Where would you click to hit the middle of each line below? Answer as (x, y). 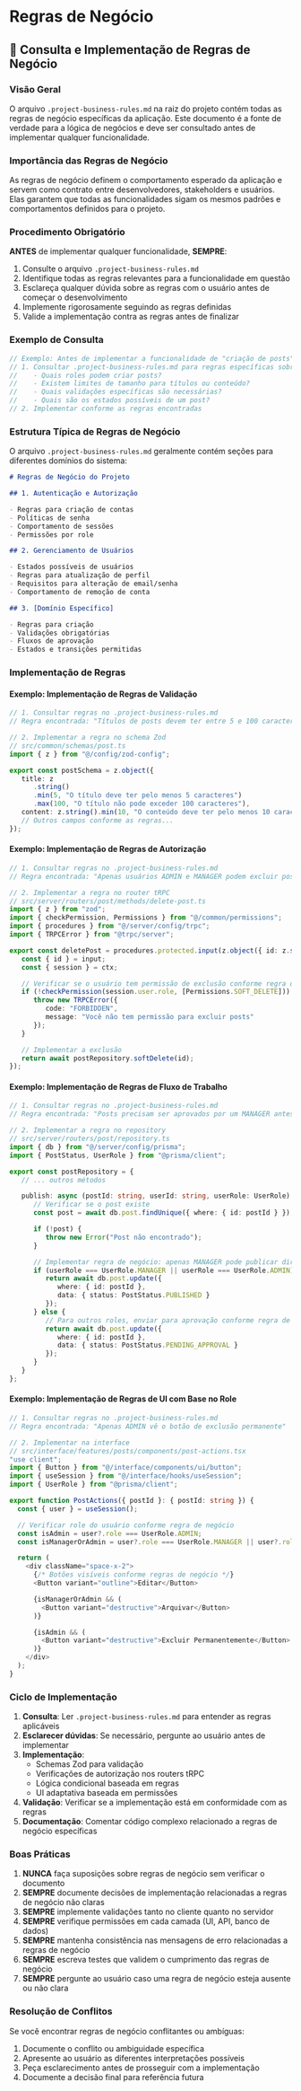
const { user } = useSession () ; (78, 1509)
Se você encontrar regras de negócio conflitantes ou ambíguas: (127, 2031)
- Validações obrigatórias (60, 633)
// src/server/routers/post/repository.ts (90, 1139)
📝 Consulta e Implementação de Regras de (130, 50)
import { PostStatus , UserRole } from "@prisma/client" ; (118, 1155)
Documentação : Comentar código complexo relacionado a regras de (150, 1822)
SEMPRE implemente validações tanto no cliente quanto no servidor (148, 1912)
